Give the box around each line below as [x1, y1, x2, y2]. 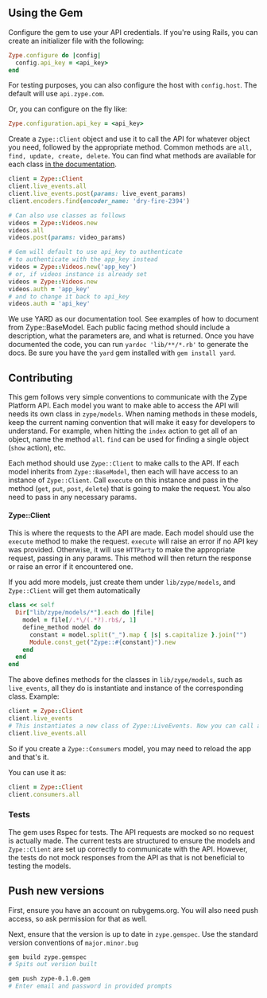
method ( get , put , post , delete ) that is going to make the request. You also [8, 484, 251, 493]
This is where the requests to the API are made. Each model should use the [8, 528, 254, 538]
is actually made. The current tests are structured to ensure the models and [8, 836, 256, 845]
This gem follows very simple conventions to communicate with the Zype [8, 392, 248, 402]
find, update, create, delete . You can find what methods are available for [8, 151, 257, 161]
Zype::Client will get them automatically [8, 586, 141, 595]
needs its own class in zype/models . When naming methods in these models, [8, 409, 257, 419]
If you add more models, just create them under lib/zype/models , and [8, 577, 236, 587]
